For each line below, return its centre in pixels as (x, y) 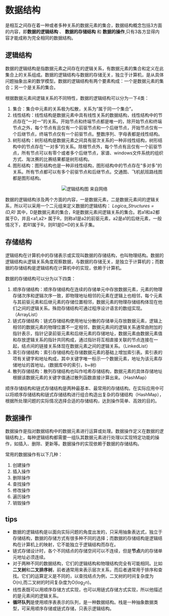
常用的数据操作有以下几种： (34, 455)
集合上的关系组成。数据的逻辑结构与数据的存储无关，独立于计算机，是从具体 (84, 75)
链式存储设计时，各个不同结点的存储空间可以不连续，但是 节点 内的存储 (85, 551)
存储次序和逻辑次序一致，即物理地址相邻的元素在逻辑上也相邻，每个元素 (87, 295)
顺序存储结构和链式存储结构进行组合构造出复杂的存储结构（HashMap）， (89, 394)
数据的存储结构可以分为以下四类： (40, 278)
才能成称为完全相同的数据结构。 (43, 38)
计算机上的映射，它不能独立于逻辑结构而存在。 (70, 544)
